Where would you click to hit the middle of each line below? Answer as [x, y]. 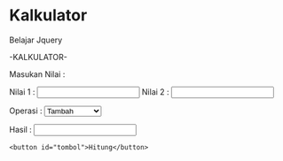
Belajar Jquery [36, 40]
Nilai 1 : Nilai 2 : [90, 92]
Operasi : [26, 111]
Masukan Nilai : [37, 74]
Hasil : [21, 129]
